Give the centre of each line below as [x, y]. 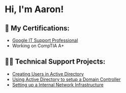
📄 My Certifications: [37, 28]
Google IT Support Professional [45, 40]
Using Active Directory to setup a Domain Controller [66, 79]
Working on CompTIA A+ [38, 46]
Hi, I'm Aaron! [34, 9]
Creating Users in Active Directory [48, 74]
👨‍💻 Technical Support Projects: [55, 62]
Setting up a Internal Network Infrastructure [58, 84]
